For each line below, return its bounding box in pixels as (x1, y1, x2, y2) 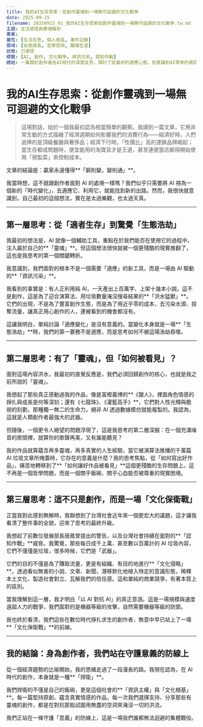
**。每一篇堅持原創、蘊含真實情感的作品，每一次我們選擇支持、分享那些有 (6, 693, 192, 701)
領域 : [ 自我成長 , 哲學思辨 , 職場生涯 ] (6, 43, 91, 49)
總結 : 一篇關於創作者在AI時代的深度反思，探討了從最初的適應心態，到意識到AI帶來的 (6, 59, 189, 65)
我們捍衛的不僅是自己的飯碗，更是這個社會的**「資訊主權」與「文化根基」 (6, 686, 192, 693)
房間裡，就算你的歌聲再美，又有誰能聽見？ (16, 434, 123, 441)
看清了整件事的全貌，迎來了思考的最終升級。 (6, 519, 118, 526)
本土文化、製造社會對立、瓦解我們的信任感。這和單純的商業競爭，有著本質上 (6, 575, 197, 582)
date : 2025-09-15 (6, 15, 50, 21)
